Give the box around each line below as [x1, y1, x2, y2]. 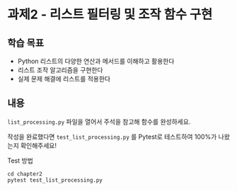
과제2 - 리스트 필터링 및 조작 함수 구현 [7, 6, 213, 23]
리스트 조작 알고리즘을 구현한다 [17, 66, 103, 74]
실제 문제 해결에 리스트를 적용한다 [17, 75, 111, 83]
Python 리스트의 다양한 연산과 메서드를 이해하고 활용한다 [17, 57, 175, 65]
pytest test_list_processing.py [7, 176, 103, 184]
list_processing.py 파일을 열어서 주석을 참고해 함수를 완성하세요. [7, 117, 191, 126]
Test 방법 [7, 156, 33, 165]
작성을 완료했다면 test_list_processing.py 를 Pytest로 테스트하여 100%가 [7, 132, 217, 141]
